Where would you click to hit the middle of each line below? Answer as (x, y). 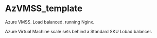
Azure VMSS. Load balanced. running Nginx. (50, 22)
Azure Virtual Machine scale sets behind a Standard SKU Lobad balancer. (78, 31)
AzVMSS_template (44, 9)
